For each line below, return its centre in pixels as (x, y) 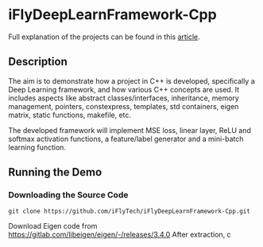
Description (38, 62)
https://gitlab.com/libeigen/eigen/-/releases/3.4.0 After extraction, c (120, 235)
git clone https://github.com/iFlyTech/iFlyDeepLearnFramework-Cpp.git (129, 212)
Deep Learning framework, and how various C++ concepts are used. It (124, 89)
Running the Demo (55, 173)
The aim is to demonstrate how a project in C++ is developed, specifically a (132, 80)
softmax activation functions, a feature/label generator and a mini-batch (126, 139)
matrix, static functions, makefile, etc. (70, 115)
